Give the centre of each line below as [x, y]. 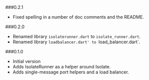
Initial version [26, 61]
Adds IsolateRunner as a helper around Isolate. [62, 67]
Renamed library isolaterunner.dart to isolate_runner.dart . [77, 36]
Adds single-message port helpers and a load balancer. [71, 72]
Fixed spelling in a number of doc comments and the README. [78, 17]
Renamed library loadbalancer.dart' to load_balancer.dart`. [77, 42]
